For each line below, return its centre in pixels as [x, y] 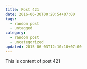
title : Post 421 [22, 10]
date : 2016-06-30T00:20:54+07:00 [40, 14]
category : [16, 33]
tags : [11, 19]
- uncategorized [27, 42]
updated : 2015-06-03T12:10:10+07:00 [43, 47]
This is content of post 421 [33, 61]
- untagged [21, 28]
